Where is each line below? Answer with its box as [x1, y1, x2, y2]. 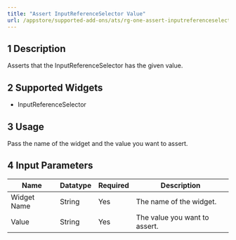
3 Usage [7, 121, 44, 133]
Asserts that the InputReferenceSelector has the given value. [7, 61, 183, 70]
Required [98, 180, 130, 190]
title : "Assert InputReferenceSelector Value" [7, 10, 146, 18]
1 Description [7, 43, 66, 55]
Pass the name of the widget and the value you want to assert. [7, 139, 188, 147]
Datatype [59, 180, 92, 190]
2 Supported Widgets [7, 81, 103, 93]
